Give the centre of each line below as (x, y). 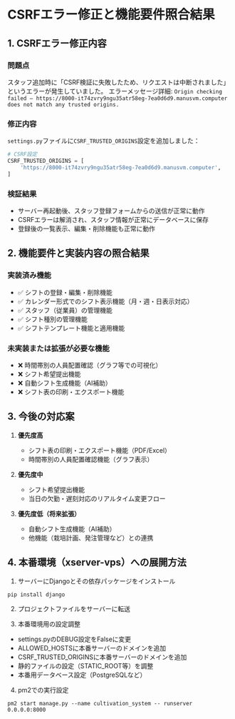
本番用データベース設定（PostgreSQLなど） (82, 675)
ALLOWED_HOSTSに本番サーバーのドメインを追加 (92, 648)
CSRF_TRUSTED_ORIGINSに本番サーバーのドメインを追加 (102, 657)
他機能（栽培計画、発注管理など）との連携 (91, 538)
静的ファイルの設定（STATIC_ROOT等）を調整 (85, 665)
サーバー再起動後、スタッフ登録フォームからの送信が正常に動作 (111, 211)
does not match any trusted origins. (63, 104)
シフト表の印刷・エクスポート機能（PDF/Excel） (99, 450)
